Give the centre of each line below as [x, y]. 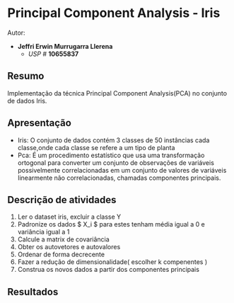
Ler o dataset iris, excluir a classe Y [69, 217]
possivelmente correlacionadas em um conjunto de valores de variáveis [122, 170]
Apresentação [40, 123]
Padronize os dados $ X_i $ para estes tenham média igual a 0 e [111, 224]
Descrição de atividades [62, 200]
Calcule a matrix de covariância [63, 239]
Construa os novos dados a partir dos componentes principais [109, 270]
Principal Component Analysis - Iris [114, 13]
